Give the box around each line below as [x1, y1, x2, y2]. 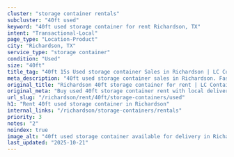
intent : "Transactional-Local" [7, 29, 98, 37]
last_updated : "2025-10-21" [7, 140, 89, 147]
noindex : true [7, 126, 49, 133]
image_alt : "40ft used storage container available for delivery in [7, 133, 210, 140]
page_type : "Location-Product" [7, 36, 98, 43]
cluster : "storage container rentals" [7, 10, 120, 17]
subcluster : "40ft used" [7, 17, 79, 24]
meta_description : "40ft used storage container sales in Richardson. [7, 74, 217, 82]
